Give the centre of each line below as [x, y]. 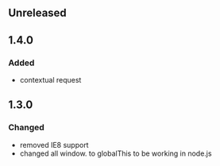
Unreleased [38, 13]
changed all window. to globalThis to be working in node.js [116, 153]
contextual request [50, 80]
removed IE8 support [54, 145]
